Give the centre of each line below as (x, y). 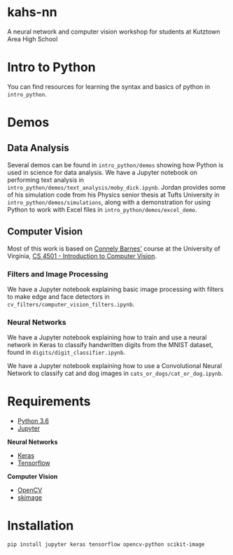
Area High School (33, 38)
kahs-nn (32, 12)
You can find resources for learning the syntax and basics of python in (109, 86)
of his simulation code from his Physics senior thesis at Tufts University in (113, 195)
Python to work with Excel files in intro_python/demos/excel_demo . (102, 209)
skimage (30, 498)
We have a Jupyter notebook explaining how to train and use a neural (107, 337)
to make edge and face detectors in (58, 296)
